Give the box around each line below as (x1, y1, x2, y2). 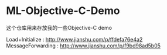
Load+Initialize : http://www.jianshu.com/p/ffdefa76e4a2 (6, 36, 143, 43)
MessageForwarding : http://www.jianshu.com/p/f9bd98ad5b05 (6, 42, 161, 49)
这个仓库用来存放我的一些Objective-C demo (6, 24, 113, 31)
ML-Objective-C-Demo (6, 4, 120, 18)
